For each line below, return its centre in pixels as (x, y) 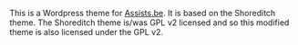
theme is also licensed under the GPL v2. (87, 32)
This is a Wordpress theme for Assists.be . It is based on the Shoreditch (143, 13)
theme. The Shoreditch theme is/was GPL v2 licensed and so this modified (149, 22)
